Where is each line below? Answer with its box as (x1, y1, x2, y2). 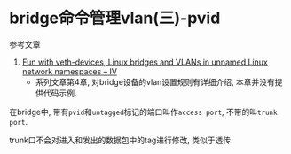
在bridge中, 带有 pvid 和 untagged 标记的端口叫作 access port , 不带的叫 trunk (9, 106, 278, 117)
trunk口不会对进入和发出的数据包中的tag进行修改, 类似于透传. (9, 135, 233, 145)
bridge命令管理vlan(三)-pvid (9, 8, 221, 28)
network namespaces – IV (21, 65, 118, 76)
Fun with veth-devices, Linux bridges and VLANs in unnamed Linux (21, 57, 268, 67)
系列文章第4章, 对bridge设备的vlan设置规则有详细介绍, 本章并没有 (35, 76, 275, 87)
